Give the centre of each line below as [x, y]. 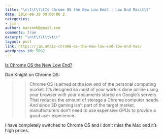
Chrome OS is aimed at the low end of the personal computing [93, 84]
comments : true [21, 33]
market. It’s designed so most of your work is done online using [94, 89]
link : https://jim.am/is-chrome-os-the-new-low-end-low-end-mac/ [73, 46]
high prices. [17, 130]
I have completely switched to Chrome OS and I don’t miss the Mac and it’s [81, 125]
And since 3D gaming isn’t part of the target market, [82, 105]
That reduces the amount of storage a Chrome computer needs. [94, 100]
